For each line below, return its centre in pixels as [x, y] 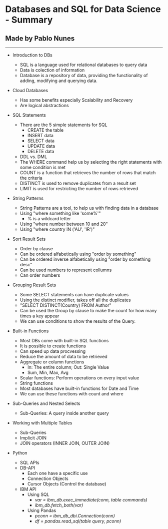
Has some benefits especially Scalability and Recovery [76, 100]
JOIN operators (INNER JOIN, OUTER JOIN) [65, 443]
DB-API [27, 468]
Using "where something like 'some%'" [60, 213]
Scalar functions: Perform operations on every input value [79, 378]
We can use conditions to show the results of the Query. [78, 321]
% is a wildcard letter [49, 218]
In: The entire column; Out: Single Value [68, 367]
